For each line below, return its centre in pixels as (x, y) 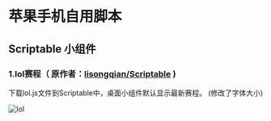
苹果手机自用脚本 (66, 17)
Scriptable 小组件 (53, 49)
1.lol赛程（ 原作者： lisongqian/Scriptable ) (92, 73)
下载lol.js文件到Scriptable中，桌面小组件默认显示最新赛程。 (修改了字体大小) (136, 93)
